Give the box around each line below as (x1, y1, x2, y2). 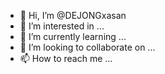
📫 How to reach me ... (19, 53, 113, 64)
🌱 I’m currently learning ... (19, 31, 127, 42)
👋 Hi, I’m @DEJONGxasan (19, 10, 127, 21)
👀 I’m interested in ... (19, 20, 105, 32)
